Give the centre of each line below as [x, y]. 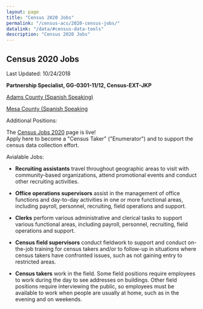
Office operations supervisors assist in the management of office [97, 193]
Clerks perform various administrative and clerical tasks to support [98, 218]
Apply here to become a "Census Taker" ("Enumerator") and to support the [100, 138]
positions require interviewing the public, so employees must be [95, 286]
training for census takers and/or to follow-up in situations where [115, 248]
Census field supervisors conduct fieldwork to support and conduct [101, 242]
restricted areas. [35, 262]
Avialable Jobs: [25, 157]
